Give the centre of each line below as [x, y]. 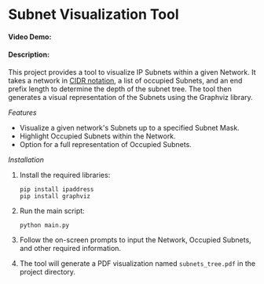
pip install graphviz [55, 196]
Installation [26, 160]
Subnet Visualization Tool [93, 15]
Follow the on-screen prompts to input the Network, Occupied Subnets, [135, 240]
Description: [29, 55]
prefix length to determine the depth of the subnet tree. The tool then [120, 89]
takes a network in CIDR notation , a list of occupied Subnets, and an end [125, 80]
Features [22, 112]
